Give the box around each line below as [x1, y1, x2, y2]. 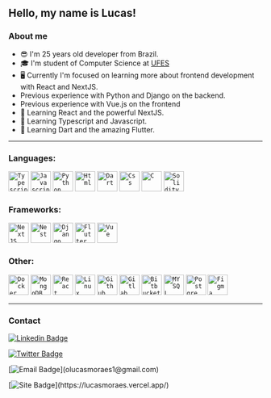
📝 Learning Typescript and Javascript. [19, 116, 148, 126]
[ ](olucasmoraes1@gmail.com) [8, 364, 160, 374]
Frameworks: [8, 203, 62, 215]
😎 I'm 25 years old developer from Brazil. [19, 48, 159, 59]
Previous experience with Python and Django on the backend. [19, 90, 226, 100]
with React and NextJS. [19, 82, 98, 91]
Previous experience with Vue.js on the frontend [19, 98, 181, 108]
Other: [8, 256, 35, 267]
